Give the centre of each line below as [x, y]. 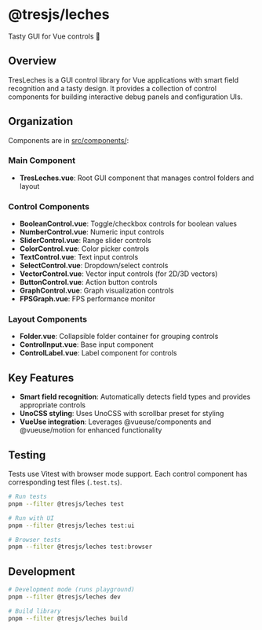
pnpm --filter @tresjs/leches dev [65, 597]
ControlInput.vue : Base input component [87, 344]
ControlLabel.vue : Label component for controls [98, 353]
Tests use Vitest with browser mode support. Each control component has [128, 474]
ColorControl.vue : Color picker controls [84, 249]
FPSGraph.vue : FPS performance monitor [87, 299]
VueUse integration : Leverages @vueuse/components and [115, 422]
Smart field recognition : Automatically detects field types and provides [135, 397]
